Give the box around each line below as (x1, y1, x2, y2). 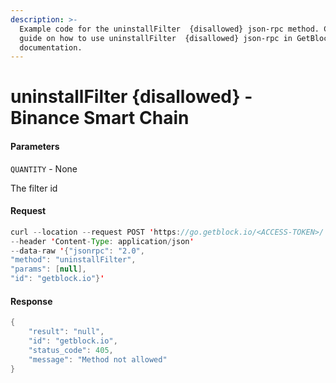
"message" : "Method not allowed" (28, 354, 168, 365)
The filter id (10, 182, 58, 194)
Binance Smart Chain (10, 107, 190, 130)
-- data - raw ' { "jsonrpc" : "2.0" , (10, 246, 145, 256)
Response (10, 295, 53, 307)
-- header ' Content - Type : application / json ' (10, 236, 195, 246)
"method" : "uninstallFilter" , (10, 255, 137, 265)
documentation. (19, 42, 83, 53)
